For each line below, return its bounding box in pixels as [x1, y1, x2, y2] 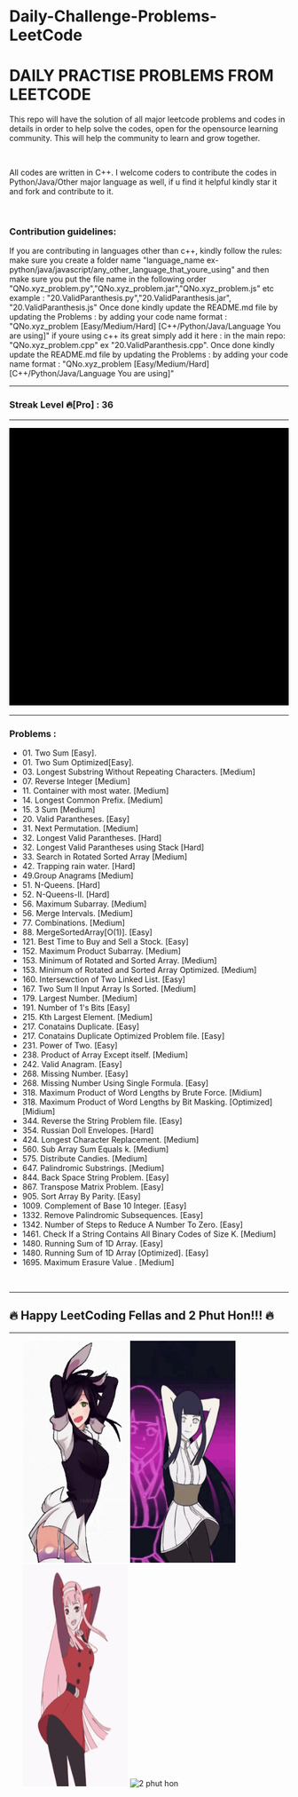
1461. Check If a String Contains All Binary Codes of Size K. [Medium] [21, 1229, 277, 1239]
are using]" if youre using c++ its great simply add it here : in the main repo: [9, 330, 286, 341]
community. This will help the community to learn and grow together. [9, 133, 261, 144]
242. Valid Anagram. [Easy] [21, 1059, 122, 1070]
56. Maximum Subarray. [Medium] [21, 898, 147, 909]
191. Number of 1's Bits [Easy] [21, 1002, 130, 1013]
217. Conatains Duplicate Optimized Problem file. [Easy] [21, 1031, 225, 1041]
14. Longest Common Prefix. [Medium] [21, 795, 163, 805]
